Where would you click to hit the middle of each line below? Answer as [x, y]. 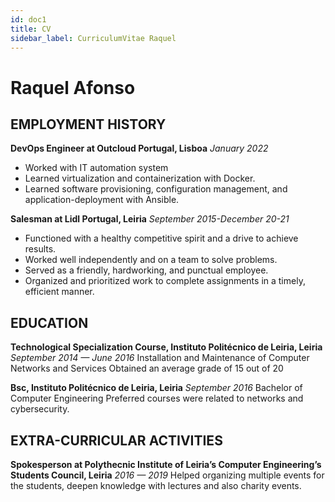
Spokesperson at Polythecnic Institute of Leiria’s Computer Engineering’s [166, 464]
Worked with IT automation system [96, 168]
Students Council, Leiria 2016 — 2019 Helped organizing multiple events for [167, 475]
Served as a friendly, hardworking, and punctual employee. [146, 270]
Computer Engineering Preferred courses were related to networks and [157, 398]
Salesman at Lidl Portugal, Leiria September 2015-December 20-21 [150, 219]
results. [40, 249]
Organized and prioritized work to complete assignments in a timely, [165, 281]
